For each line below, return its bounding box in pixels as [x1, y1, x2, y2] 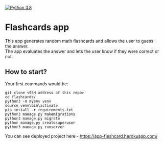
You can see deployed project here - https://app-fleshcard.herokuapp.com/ [5, 133, 158, 139]
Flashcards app [5, 22, 70, 33]
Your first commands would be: [5, 81, 69, 87]
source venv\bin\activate [5, 103, 58, 108]
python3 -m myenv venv [5, 98, 51, 104]
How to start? [5, 68, 47, 76]
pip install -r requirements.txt [5, 107, 73, 112]
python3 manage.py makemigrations [5, 112, 76, 117]
